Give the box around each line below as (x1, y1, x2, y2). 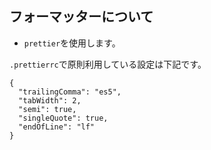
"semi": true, (18, 104, 77, 114)
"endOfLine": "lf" (18, 122, 96, 132)
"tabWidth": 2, (18, 95, 82, 106)
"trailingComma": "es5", (18, 87, 122, 97)
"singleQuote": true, (18, 113, 109, 123)
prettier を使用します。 (23, 37, 121, 49)
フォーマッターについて (9, 8, 154, 26)
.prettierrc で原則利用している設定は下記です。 (9, 58, 207, 70)
